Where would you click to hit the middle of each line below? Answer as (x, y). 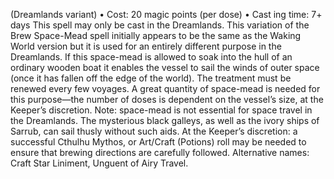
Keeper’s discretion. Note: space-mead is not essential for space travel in (161, 110)
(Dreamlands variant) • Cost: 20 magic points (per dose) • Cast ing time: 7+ (166, 14)
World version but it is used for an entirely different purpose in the (146, 46)
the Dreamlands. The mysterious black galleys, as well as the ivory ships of (165, 120)
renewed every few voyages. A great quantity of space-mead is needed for (165, 88)
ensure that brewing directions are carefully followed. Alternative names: (160, 152)
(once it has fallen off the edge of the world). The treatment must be (151, 78)
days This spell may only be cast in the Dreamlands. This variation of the (160, 25)
